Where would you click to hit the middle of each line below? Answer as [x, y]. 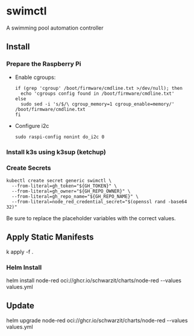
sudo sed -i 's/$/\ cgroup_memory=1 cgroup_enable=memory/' [98, 104]
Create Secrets [29, 168]
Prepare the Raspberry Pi [44, 64]
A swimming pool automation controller [55, 28]
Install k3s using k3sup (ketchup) [56, 152]
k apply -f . [20, 252]
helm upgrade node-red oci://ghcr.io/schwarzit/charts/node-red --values [97, 320]
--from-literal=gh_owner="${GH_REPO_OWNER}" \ [71, 191]
